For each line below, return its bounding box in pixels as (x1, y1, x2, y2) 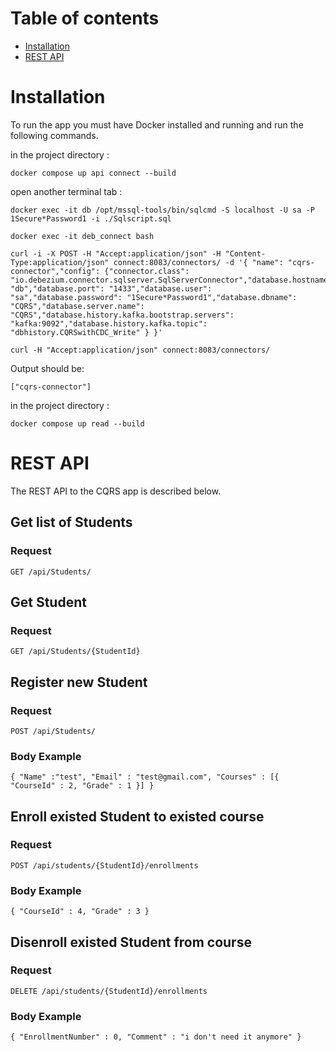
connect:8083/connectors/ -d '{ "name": (113, 257, 284, 267)
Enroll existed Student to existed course (10, 808, 265, 825)
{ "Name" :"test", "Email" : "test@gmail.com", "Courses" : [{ (10, 772, 280, 782)
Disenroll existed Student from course (10, 933, 252, 951)
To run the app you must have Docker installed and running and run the (10, 118, 304, 131)
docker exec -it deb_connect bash (10, 231, 155, 241)
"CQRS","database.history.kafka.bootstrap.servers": (10, 310, 235, 320)
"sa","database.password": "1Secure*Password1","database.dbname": (10, 292, 298, 302)
